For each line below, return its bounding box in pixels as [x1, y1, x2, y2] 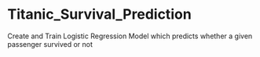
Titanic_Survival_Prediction [7, 5, 192, 23]
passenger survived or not [7, 39, 93, 48]
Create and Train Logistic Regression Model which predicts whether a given [7, 31, 253, 41]
